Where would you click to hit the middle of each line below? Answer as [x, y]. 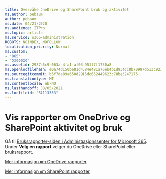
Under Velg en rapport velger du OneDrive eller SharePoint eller [70, 147]
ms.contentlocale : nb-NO [31, 83]
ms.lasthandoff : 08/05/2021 [34, 88]
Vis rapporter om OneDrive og [68, 117]
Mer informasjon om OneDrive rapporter [46, 162]
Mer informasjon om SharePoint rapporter [48, 171]
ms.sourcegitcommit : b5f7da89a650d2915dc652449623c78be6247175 [72, 74]
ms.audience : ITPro [25, 28]
